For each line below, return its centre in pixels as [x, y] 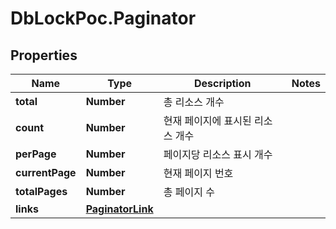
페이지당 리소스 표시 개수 [218, 154]
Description [223, 83]
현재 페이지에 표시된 [207, 120]
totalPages [41, 191]
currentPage [46, 172]
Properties [44, 55]
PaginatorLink [119, 209]
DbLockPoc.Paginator [103, 18]
